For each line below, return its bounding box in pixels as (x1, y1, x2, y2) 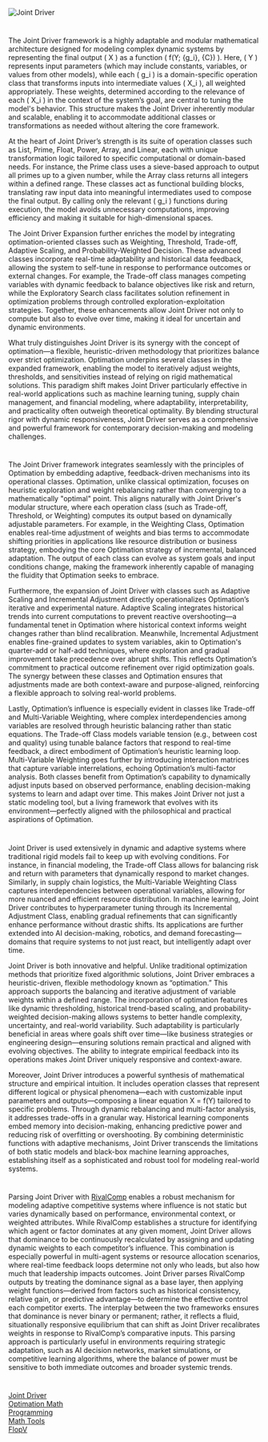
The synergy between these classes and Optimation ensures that (8, 671, 223, 681)
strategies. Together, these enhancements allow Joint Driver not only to (8, 306, 244, 315)
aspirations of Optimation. (8, 815, 94, 824)
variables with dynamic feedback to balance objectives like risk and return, (8, 280, 255, 290)
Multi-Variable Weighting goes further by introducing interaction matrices (8, 755, 250, 765)
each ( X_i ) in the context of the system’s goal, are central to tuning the (8, 95, 244, 105)
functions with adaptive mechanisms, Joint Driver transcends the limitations (8, 1138, 258, 1148)
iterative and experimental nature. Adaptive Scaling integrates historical (8, 603, 244, 613)
